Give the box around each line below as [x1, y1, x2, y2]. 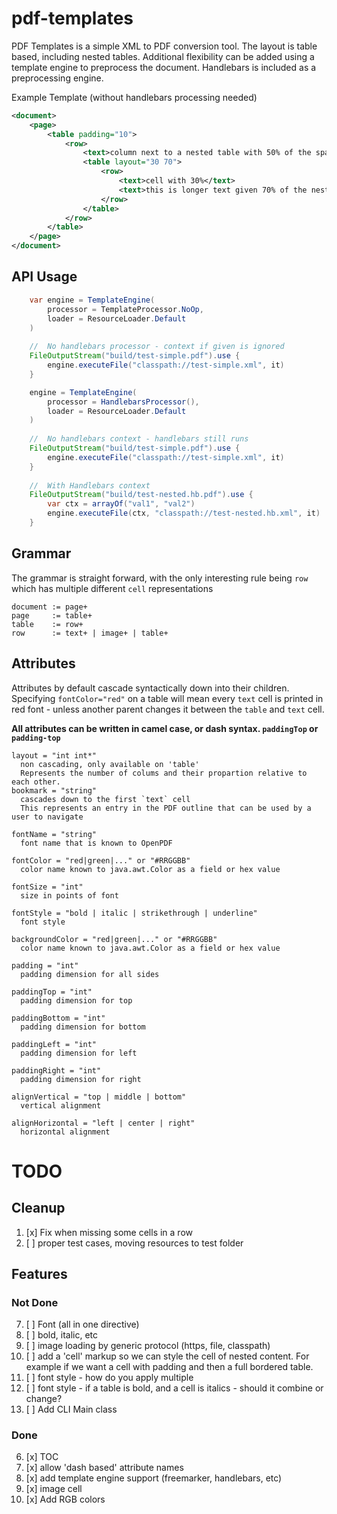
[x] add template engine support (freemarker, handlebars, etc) [25, 1472, 283, 1484]
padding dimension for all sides [20, 969, 160, 979]
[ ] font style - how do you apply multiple [25, 1372, 194, 1384]
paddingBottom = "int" [11, 1013, 106, 1023]
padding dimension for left [20, 1048, 138, 1058]
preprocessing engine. [11, 72, 104, 84]
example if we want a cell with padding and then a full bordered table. [25, 1361, 314, 1373]
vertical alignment [20, 1100, 102, 1111]
